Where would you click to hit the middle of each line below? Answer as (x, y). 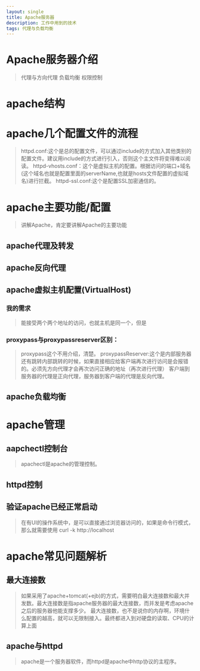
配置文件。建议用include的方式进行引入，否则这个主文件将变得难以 (103, 158)
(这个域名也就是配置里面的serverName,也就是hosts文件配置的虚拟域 (104, 173)
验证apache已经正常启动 (52, 507)
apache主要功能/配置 (59, 207)
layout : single (25, 12)
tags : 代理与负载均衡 (30, 28)
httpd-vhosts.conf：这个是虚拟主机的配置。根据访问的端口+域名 (112, 166)
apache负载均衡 (36, 397)
